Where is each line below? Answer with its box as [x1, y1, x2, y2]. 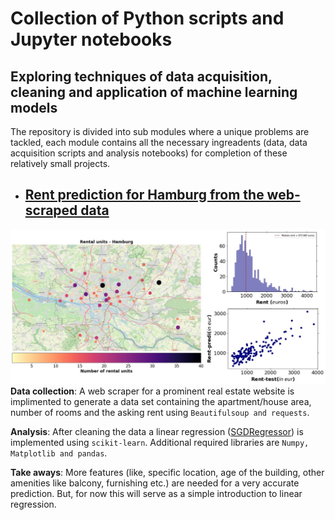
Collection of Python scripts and [10, 7, 285, 30]
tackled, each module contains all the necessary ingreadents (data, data [10, 137, 308, 148]
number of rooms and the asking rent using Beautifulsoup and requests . [10, 407, 310, 419]
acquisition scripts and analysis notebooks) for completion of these [10, 147, 288, 159]
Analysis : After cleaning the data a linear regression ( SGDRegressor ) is [10, 426, 304, 438]
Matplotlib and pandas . [10, 447, 108, 459]
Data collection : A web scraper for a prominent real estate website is [10, 385, 295, 397]
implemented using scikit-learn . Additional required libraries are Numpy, [10, 437, 310, 449]
